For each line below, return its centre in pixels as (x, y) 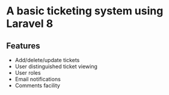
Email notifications (38, 79)
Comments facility (37, 85)
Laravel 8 (30, 24)
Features (23, 46)
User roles (28, 73)
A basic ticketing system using (85, 11)
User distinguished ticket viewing (56, 66)
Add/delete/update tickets (47, 60)
